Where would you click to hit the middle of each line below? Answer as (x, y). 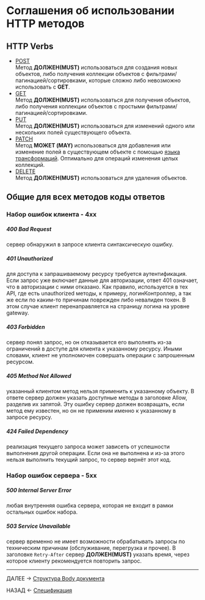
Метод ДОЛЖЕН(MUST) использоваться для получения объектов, (103, 100)
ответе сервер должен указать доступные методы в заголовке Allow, (97, 398)
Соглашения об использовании (91, 11)
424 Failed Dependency (37, 431)
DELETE (25, 171)
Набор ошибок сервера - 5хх (52, 476)
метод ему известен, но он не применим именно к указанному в (91, 411)
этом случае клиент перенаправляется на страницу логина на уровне (98, 306)
